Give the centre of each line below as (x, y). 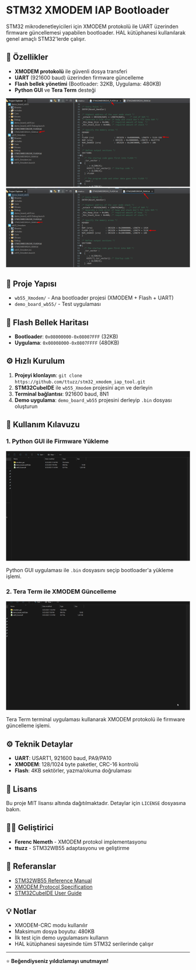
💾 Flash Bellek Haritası (47, 322)
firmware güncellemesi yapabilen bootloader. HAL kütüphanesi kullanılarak (96, 32)
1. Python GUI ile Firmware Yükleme (57, 441)
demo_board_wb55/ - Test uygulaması (57, 304)
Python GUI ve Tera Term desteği (55, 90)
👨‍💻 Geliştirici (30, 828)
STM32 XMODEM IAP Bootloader (88, 10)
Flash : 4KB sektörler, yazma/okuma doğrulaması (73, 771)
